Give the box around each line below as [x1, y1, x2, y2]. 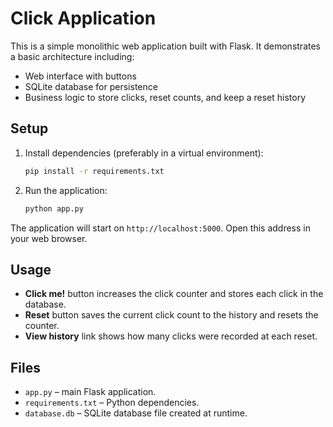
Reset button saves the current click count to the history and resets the [24, 309, 319, 321]
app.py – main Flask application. [24, 386, 157, 398]
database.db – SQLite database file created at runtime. [24, 407, 248, 419]
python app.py [24, 203, 84, 214]
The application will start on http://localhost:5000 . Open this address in [10, 222, 311, 234]
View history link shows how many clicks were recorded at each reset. [24, 330, 318, 342]
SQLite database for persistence [24, 80, 158, 92]
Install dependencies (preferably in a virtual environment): [24, 147, 264, 159]
